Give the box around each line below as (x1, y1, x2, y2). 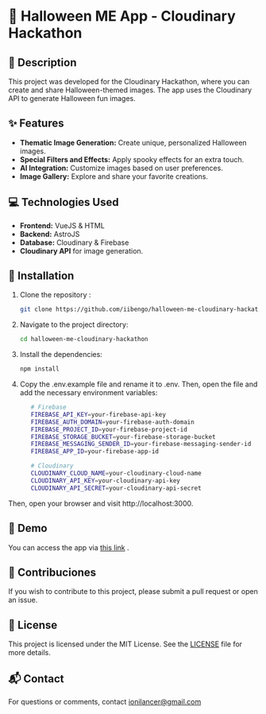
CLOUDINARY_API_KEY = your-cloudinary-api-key (30, 476, 180, 484)
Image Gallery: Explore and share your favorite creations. (19, 171, 209, 181)
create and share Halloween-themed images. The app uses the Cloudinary (8, 85, 253, 95)
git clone (19, 305, 53, 313)
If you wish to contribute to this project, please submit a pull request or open (8, 587, 258, 596)
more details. (8, 648, 52, 658)
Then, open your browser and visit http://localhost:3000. (8, 499, 194, 508)
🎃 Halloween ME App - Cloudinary (8, 7, 236, 25)
